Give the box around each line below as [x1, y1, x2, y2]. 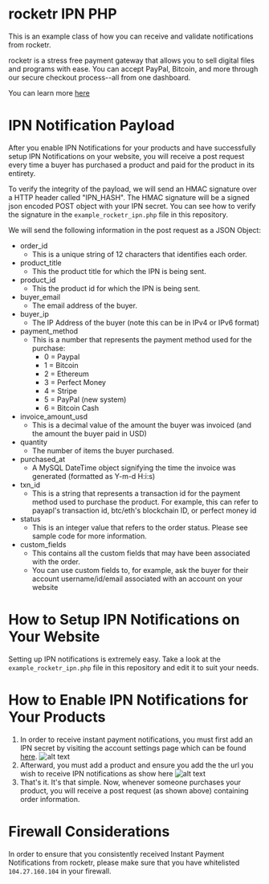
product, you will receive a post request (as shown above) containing [19, 785, 249, 796]
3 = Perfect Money [43, 377, 107, 387]
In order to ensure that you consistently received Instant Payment [8, 849, 225, 858]
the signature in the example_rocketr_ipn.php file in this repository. [8, 210, 229, 219]
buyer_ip [19, 309, 50, 318]
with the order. [31, 556, 80, 567]
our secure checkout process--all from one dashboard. [8, 72, 191, 82]
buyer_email [19, 292, 61, 301]
